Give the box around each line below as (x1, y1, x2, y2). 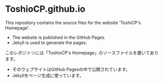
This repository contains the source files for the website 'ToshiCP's (5, 20, 141, 26)
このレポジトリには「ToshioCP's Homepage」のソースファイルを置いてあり (5, 50, 159, 55)
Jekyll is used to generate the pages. (12, 39, 87, 45)
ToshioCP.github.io (5, 3, 86, 15)
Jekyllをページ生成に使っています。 (12, 72, 84, 78)
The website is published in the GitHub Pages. (12, 34, 106, 40)
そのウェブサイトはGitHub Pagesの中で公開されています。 (12, 66, 130, 72)
